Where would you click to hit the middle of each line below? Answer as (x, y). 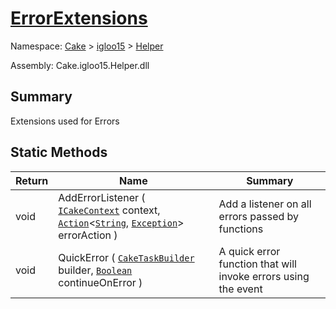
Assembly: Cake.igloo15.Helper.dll (80, 65)
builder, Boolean (95, 270)
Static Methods (59, 152)
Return (32, 180)
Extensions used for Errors (65, 121)
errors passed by (259, 216)
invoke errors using (264, 276)
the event (240, 289)
